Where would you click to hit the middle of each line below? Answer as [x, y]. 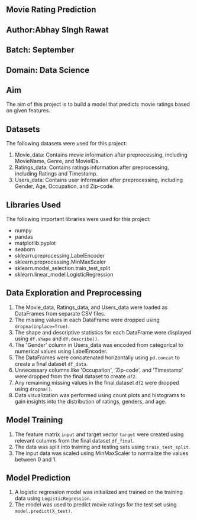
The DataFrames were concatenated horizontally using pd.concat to [97, 357]
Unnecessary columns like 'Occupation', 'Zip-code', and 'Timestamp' [99, 370]
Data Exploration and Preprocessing [74, 293]
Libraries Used [33, 205]
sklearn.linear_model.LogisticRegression [64, 274]
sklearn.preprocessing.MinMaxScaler [60, 262]
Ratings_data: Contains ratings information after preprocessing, [92, 167]
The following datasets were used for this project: [67, 144]
